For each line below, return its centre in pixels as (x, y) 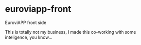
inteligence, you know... (29, 37)
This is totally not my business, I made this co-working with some (70, 32)
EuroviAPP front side (26, 22)
